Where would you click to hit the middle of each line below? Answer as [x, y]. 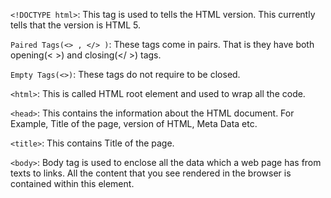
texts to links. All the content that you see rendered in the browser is [151, 173]
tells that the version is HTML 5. [75, 25]
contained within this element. [72, 183]
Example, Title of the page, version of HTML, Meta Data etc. [134, 123]
